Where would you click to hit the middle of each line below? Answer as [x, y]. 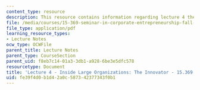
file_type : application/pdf [41, 28]
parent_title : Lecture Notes [42, 50]
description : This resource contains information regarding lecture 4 [96, 17]
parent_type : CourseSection [41, 56]
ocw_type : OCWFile [29, 45]
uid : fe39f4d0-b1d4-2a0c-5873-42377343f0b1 [61, 78]
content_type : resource [36, 12]
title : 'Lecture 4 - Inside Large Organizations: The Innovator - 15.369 [100, 72]
